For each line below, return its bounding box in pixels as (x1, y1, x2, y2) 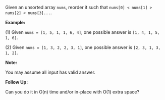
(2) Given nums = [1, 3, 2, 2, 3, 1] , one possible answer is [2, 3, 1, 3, (5, 44, 161, 50)
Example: (5, 20, 26, 25)
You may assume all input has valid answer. (5, 69, 96, 75)
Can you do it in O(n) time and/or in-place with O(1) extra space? (5, 89, 140, 95)
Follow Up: (5, 79, 28, 85)
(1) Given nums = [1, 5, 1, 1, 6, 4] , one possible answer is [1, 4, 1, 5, (5, 29, 160, 35)
